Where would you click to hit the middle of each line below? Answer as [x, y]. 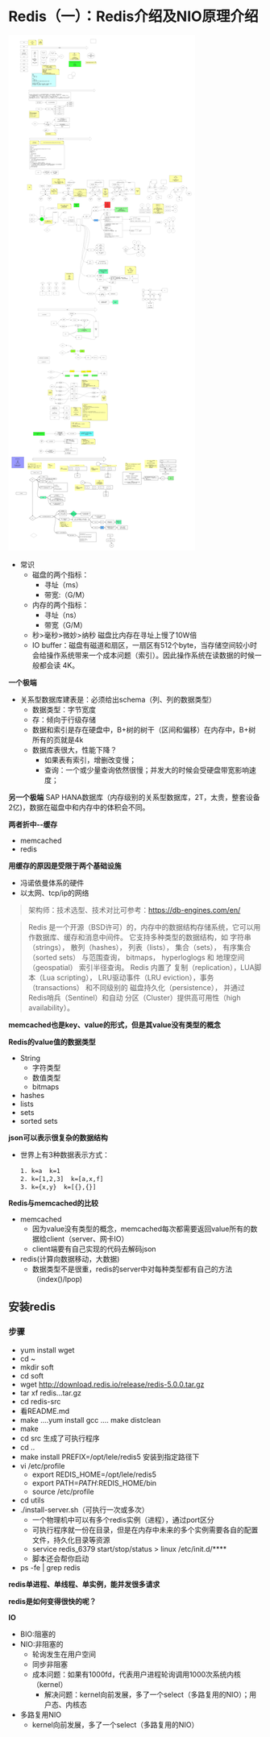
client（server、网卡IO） [87, 1238]
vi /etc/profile [42, 1465]
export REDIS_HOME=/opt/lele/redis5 [94, 1474]
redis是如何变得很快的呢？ [52, 1601]
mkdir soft [37, 1367]
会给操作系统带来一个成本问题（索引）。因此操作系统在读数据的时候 [143, 655]
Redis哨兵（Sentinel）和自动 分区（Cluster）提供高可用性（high [134, 997]
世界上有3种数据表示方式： [65, 1155]
